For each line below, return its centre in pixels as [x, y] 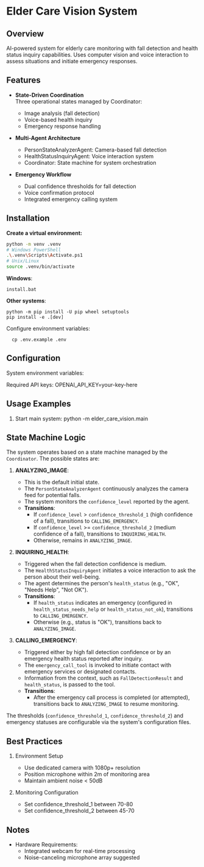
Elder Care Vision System [72, 11]
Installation [28, 218]
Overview [25, 34]
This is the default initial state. [62, 482]
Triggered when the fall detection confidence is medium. [95, 564]
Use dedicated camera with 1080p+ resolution [82, 768]
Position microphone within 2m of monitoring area [87, 775]
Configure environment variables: [48, 329]
